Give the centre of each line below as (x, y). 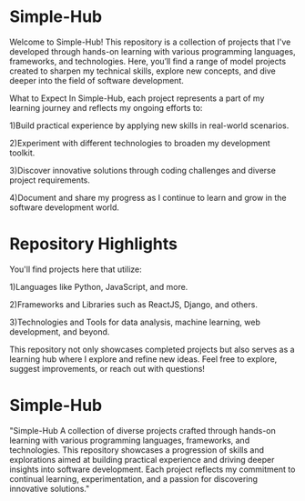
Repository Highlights (93, 244)
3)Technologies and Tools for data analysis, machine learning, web (135, 322)
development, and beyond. (60, 331)
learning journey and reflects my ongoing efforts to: (106, 107)
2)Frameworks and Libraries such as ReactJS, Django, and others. (133, 304)
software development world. (65, 207)
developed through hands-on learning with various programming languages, (152, 51)
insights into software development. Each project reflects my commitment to (152, 469)
